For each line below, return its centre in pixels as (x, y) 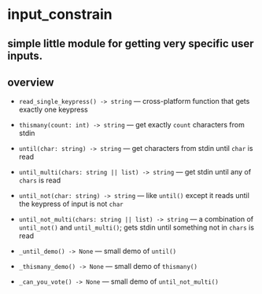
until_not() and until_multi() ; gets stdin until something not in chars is (137, 228)
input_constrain (60, 15)
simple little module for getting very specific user (131, 44)
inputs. (25, 55)
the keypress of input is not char (71, 204)
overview (31, 82)
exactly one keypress (53, 110)
